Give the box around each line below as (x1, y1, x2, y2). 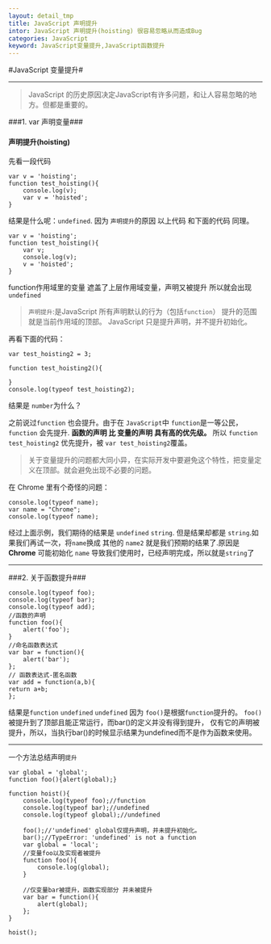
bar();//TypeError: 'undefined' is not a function (23, 833, 197, 842)
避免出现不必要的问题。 (77, 465, 156, 475)
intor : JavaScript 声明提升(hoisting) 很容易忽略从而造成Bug (8, 27, 202, 35)
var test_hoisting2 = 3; (8, 350, 92, 359)
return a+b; (8, 686, 48, 694)
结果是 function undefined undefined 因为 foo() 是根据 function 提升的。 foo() (8, 707, 262, 717)
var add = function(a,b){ (8, 678, 95, 686)
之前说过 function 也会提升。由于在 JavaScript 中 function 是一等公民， (8, 417, 243, 428)
